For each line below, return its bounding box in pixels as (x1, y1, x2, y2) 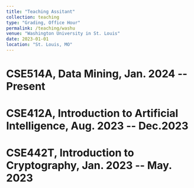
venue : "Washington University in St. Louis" (6, 31, 120, 37)
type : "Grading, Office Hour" (6, 20, 81, 25)
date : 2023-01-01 (6, 36, 49, 42)
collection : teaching (6, 14, 60, 20)
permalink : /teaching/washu (6, 25, 76, 31)
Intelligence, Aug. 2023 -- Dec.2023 (6, 119, 189, 133)
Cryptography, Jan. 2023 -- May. (6, 159, 172, 172)
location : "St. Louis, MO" (6, 42, 73, 48)
